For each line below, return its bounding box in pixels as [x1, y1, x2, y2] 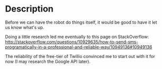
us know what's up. [5, 24, 44, 30]
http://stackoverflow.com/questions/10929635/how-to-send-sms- [5, 39, 139, 44]
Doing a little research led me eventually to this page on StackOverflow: [5, 34, 149, 40]
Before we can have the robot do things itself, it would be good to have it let [5, 19, 157, 25]
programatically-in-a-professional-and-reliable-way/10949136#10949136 [5, 44, 152, 50]
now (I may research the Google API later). [5, 58, 91, 64]
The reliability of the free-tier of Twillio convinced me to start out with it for [5, 53, 155, 59]
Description [5, 3, 54, 14]
